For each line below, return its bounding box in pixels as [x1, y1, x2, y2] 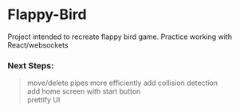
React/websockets [7, 40, 69, 49]
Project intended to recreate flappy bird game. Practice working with [7, 32, 233, 41]
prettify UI [26, 95, 61, 105]
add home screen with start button [26, 87, 141, 96]
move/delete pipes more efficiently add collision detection [26, 78, 218, 88]
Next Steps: [7, 60, 54, 71]
